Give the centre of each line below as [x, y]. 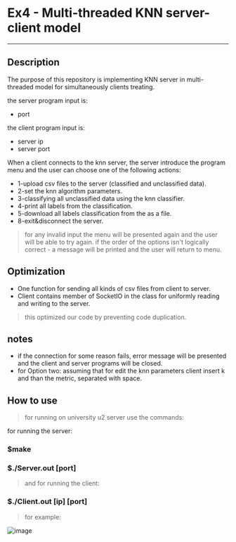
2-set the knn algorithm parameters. [70, 191]
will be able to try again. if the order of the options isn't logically [117, 242]
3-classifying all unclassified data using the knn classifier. [101, 198]
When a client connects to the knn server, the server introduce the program [117, 162]
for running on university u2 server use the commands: [104, 418]
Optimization [36, 272]
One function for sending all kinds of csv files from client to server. [114, 288]
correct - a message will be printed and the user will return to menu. [123, 249]
